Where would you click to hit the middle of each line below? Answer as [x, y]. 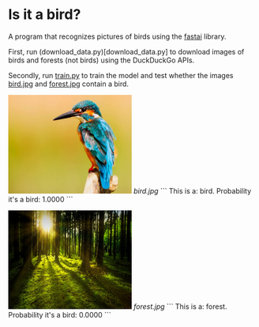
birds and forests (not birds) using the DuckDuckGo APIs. [101, 60]
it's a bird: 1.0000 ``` [41, 199]
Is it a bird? [45, 15]
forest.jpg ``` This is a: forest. [180, 306]
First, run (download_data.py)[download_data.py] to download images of [126, 51]
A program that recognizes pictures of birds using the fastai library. [117, 36]
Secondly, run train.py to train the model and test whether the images [121, 75]
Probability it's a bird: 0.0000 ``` [60, 314]
